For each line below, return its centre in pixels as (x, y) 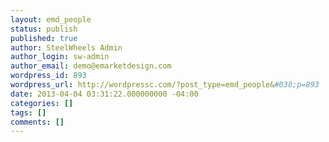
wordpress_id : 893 (48, 76)
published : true (44, 38)
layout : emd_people (51, 19)
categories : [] (42, 103)
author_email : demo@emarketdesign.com (91, 66)
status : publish (44, 29)
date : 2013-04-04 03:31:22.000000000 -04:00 (104, 94)
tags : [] (28, 112)
